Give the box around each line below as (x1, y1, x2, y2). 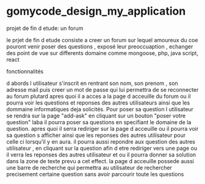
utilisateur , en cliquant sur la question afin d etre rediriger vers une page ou (6, 144, 197, 152)
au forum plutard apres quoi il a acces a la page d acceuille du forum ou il (6, 92, 191, 100)
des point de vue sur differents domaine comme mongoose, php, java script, (6, 49, 198, 56)
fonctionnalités (6, 67, 44, 75)
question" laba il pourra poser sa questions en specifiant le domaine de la (6, 118, 192, 126)
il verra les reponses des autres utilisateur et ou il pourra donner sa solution (6, 151, 196, 158)
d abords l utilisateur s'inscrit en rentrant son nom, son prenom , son (6, 79, 178, 87)
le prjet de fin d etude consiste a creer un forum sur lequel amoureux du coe (6, 36, 198, 43)
